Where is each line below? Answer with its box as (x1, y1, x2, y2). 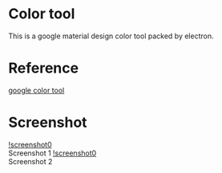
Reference (8, 59, 79, 77)
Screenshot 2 (8, 156, 53, 166)
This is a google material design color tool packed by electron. (8, 31, 214, 41)
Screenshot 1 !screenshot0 (8, 148, 97, 158)
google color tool (8, 85, 65, 95)
